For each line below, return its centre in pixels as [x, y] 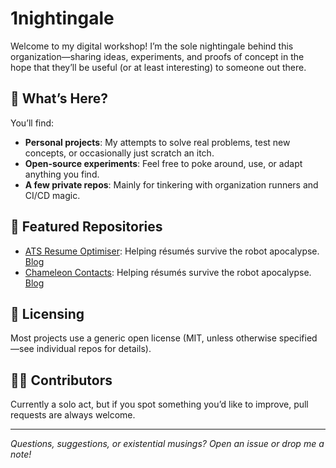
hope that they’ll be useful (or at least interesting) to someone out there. [158, 67]
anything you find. [62, 174]
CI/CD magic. [52, 195]
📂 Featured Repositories [86, 227]
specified [298, 338]
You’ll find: [32, 123]
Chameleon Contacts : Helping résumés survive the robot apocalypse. [168, 272]
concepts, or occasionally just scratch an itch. [119, 153]
